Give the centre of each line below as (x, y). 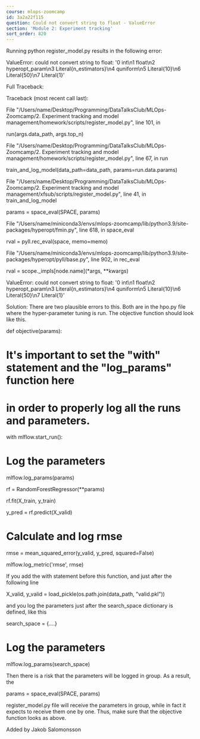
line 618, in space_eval (107, 230)
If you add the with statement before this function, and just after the (89, 576)
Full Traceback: (25, 87)
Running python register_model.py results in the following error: (84, 51)
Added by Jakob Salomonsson (44, 729)
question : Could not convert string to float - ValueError (81, 23)
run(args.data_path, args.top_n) (45, 134)
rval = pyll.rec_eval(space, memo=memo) (57, 242)
